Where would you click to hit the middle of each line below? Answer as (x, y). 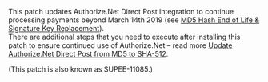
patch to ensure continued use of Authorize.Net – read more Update (120, 45)
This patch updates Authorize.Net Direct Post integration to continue (121, 12)
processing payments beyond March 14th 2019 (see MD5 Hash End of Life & (134, 20)
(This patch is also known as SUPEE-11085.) (81, 69)
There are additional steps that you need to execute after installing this (124, 37)
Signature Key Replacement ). (56, 28)
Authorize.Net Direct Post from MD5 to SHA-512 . (88, 54)
